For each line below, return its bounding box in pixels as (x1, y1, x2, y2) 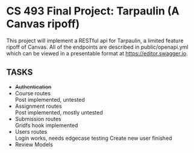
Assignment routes (14, 102, 62, 110)
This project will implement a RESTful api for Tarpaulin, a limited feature (6, 37, 184, 44)
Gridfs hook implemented (14, 122, 78, 129)
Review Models (14, 140, 53, 148)
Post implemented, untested (14, 96, 86, 103)
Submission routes (14, 115, 61, 122)
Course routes (14, 89, 51, 97)
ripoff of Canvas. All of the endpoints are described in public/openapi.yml (6, 43, 189, 51)
